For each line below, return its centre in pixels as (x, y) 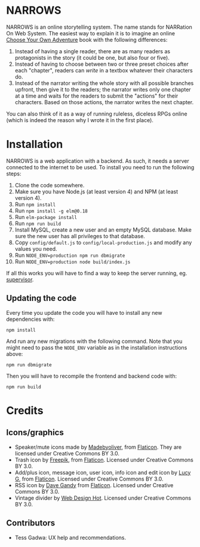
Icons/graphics (35, 432)
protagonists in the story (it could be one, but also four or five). (92, 57)
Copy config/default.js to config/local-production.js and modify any (103, 242)
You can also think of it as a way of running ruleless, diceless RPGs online (97, 114)
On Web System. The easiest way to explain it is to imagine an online (90, 33)
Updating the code (41, 298)
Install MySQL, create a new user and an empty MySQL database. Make (103, 230)
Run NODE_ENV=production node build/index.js (73, 262)
